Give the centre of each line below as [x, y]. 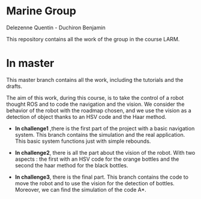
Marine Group [41, 11]
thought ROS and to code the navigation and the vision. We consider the [95, 104]
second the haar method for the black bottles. [71, 165]
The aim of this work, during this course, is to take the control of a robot [95, 97]
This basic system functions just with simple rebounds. [83, 141]
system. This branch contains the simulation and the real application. [100, 134]
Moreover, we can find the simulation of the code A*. [81, 189]
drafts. [14, 86]
